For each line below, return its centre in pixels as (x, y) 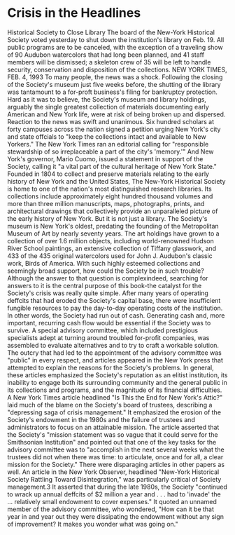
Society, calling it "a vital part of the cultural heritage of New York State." (112, 166)
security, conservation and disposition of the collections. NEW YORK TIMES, (117, 69)
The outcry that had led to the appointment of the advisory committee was (114, 353)
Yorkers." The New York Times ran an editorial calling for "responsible (108, 144)
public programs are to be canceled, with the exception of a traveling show (115, 47)
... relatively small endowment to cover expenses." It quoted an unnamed (112, 501)
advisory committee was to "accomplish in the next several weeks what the (116, 449)
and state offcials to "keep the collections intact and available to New (107, 136)
